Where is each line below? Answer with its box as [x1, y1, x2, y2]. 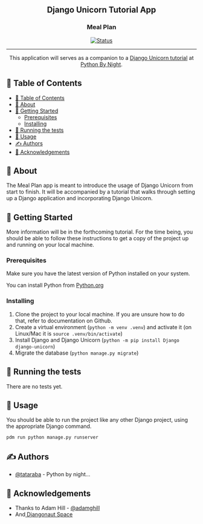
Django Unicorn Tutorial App [47, 5, 156, 15]
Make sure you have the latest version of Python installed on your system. [6, 270, 190, 277]
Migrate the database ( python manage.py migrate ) [14, 349, 139, 356]
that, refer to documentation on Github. [14, 317, 113, 324]
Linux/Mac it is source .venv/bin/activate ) [14, 330, 123, 337]
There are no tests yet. [6, 382, 63, 390]
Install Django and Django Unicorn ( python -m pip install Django [14, 336, 179, 344]
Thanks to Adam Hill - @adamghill [14, 504, 100, 511]
